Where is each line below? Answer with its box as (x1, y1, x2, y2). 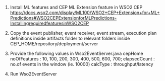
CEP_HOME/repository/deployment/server (10, 41, 98, 47)
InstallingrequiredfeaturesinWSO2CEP (10, 20, 89, 26)
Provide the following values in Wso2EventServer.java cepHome (10, 50, 144, 56)
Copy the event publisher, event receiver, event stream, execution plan (10, 30, 157, 36)
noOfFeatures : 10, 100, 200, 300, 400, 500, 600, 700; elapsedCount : (10, 56, 155, 62)
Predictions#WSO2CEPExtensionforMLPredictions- (10, 15, 117, 21)
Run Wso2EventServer (10, 71, 57, 77)
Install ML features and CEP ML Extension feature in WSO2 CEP (10, 5, 143, 10)
